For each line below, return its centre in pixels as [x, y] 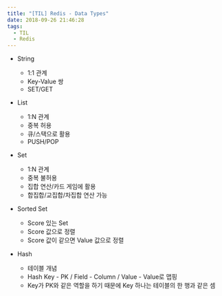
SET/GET [40, 89]
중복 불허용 [42, 178]
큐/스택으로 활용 [49, 134]
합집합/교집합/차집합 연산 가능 [67, 195]
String [26, 59]
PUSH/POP [43, 142]
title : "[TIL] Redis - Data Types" [58, 13]
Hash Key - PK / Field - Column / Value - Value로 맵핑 [102, 277]
